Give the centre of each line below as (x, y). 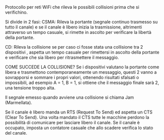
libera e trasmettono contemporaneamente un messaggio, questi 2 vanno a (81, 72)
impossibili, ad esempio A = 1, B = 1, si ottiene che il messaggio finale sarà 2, (82, 83)
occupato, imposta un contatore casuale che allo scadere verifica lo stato (79, 128)
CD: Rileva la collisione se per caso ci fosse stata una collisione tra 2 (74, 47)
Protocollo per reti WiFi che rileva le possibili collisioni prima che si (72, 7)
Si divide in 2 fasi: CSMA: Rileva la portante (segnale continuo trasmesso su (82, 22)
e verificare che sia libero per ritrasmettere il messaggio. (62, 57)
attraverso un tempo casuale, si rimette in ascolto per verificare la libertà (78, 32)
